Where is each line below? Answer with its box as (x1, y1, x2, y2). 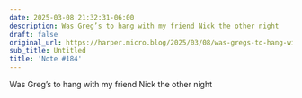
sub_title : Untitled (9, 46, 87, 55)
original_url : (9, 37, 63, 47)
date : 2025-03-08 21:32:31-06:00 (9, 12, 135, 22)
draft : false (9, 29, 58, 38)
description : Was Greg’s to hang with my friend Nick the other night (9, 21, 280, 30)
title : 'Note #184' (9, 54, 83, 63)
